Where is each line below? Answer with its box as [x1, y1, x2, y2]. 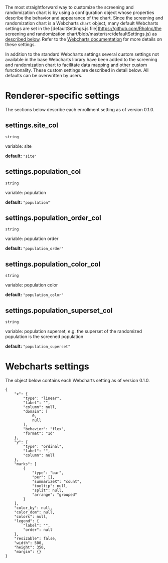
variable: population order [5, 235, 59, 242]
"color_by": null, [14, 505, 53, 510]
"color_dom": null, [14, 509, 55, 515]
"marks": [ [14, 461, 37, 466]
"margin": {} [14, 549, 42, 554]
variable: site [5, 143, 32, 149]
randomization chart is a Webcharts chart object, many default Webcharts [5, 20, 159, 26]
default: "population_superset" [5, 343, 71, 349]
